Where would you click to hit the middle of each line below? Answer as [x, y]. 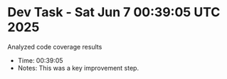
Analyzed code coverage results [55, 47]
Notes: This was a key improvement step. [78, 68]
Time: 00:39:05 [40, 60]
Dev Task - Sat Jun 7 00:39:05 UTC [114, 12]
